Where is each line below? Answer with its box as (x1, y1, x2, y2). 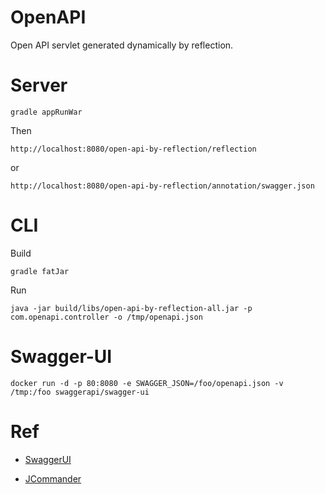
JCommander (24, 472, 82, 485)
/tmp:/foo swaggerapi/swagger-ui (10, 387, 150, 397)
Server (10, 74, 68, 97)
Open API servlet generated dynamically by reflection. (10, 39, 234, 51)
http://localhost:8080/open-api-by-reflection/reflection (10, 144, 257, 154)
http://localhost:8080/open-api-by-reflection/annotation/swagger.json (10, 181, 315, 191)
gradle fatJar (10, 266, 70, 276)
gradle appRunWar (10, 107, 83, 117)
